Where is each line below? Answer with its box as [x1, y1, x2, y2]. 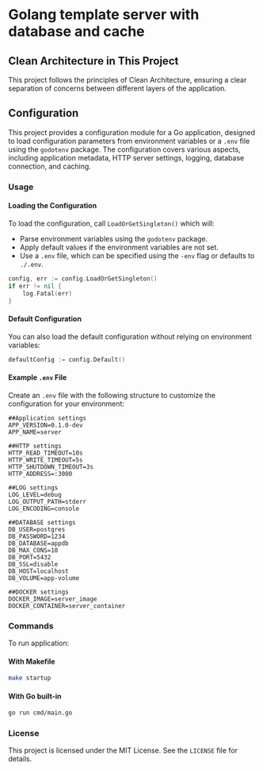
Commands [8, 620, 54, 631]
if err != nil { [8, 282, 62, 290]
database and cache [8, 22, 145, 41]
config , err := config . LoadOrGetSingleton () [8, 274, 158, 283]
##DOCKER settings [8, 588, 69, 596]
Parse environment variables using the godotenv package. [19, 234, 208, 243]
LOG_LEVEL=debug [8, 490, 62, 498]
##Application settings [8, 414, 87, 422]
